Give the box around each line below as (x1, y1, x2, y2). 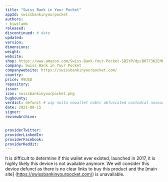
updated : (5, 35, 23, 40)
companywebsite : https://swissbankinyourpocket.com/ (5, 68, 117, 73)
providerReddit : (5, 141, 39, 146)
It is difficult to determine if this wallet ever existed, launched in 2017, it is (5, 155, 155, 161)
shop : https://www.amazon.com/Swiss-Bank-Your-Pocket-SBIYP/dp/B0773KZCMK (5, 58, 164, 63)
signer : (5, 109, 21, 115)
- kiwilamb (5, 21, 28, 26)
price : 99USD (5, 77, 32, 82)
